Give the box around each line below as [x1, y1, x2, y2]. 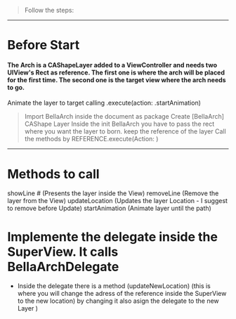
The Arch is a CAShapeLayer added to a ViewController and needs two [7, 60, 218, 69]
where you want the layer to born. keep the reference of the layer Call [24, 127, 226, 136]
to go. [7, 83, 25, 91]
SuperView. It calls [7, 244, 119, 259]
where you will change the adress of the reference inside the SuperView [17, 289, 227, 298]
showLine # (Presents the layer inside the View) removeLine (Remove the [7, 189, 219, 197]
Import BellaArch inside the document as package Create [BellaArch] [24, 112, 225, 121]
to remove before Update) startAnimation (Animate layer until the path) [7, 204, 212, 213]
